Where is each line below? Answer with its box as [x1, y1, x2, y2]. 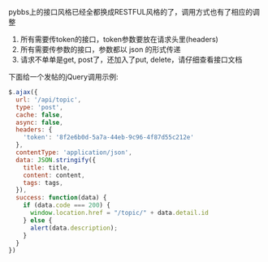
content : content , [23, 171, 85, 179]
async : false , [15, 118, 63, 127]
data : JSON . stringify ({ [15, 156, 96, 164]
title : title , [23, 163, 71, 172]
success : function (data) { [15, 194, 107, 202]
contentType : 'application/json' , [15, 148, 132, 157]
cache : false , [15, 110, 63, 119]
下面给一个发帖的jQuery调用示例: [8, 72, 119, 81]
